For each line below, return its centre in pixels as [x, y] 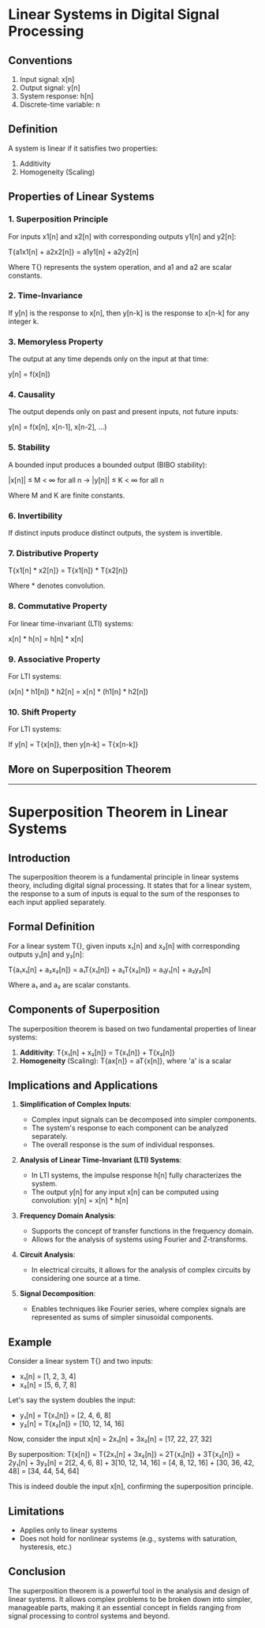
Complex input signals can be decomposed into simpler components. [144, 1120]
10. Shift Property [42, 711]
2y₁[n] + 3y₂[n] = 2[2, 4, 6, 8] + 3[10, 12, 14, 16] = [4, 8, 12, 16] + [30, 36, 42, [131, 1463]
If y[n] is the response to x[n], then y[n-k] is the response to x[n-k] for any [129, 312]
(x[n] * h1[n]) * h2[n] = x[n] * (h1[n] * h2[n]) [78, 691]
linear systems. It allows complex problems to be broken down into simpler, [130, 1599]
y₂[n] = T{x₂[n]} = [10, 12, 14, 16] [72, 1424]
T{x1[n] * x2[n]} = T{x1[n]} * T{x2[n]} [68, 570]
